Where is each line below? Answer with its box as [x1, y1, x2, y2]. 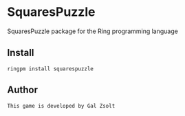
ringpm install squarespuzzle [7, 65, 94, 72]
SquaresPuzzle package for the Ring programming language [7, 27, 179, 35]
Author [7, 84, 38, 96]
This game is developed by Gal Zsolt [7, 102, 116, 109]
